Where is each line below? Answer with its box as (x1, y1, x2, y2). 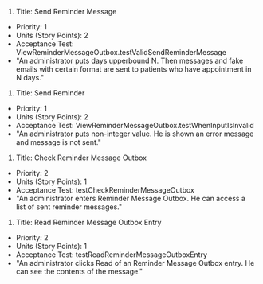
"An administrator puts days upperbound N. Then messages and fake (15, 56, 244, 65)
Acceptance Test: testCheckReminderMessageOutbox (15, 185, 195, 194)
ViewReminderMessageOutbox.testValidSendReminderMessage (15, 48, 227, 56)
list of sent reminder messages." (15, 202, 123, 212)
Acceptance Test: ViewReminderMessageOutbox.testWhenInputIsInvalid (15, 121, 255, 130)
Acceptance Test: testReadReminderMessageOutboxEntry (15, 250, 208, 259)
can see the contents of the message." (15, 266, 143, 276)
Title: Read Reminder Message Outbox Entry (15, 218, 162, 227)
